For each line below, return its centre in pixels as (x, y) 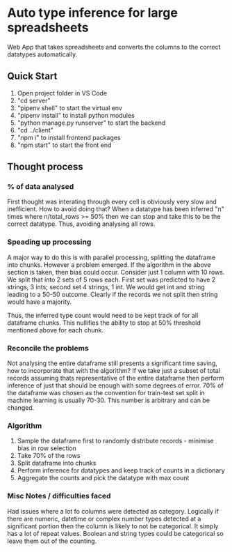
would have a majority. (40, 302)
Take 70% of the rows (49, 456)
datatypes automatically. (42, 54)
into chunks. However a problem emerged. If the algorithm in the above (109, 264)
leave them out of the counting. (52, 541)
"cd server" (34, 100)
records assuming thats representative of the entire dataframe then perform (116, 378)
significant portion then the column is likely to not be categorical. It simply (113, 526)
